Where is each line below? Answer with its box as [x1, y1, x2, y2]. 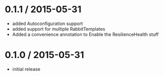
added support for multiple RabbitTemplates [12, 26, 106, 32]
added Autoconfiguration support [12, 20, 83, 27]
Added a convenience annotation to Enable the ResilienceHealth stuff [12, 31, 159, 37]
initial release [12, 66, 40, 72]
